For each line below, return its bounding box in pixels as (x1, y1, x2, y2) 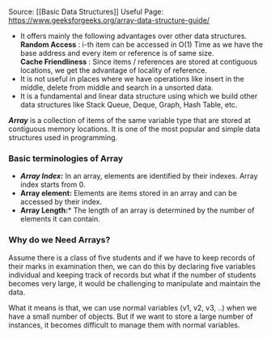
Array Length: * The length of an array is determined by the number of (19, 205, 255, 215)
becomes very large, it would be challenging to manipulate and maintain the (8, 278, 261, 288)
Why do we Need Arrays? (8, 234, 111, 246)
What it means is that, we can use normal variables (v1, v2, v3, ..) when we (8, 302, 257, 312)
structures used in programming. (8, 133, 118, 142)
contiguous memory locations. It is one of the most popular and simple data (8, 125, 260, 133)
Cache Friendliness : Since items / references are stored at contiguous (19, 57, 257, 66)
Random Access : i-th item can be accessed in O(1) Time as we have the (19, 40, 264, 49)
